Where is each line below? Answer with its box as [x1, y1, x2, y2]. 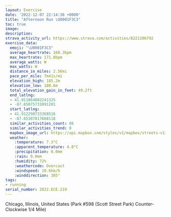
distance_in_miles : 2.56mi [10, 69, 67, 74]
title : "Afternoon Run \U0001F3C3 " [5, 17, 81, 22]
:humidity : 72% [14, 159, 47, 164]
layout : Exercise [5, 7, 42, 13]
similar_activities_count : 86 [10, 120, 74, 126]
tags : [5, 177, 17, 183]
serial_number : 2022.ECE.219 [5, 187, 67, 192]
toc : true [5, 21, 26, 27]
